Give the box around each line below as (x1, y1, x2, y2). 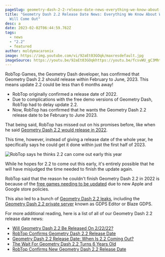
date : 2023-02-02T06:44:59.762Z (5, 26, 71, 31)
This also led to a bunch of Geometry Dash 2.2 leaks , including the (5, 196, 140, 202)
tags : (5, 30, 16, 35)
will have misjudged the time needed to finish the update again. (5, 166, 134, 172)
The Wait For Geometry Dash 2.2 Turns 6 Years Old (12, 241, 116, 247)
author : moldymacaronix (5, 48, 54, 53)
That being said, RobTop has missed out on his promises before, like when (5, 122, 156, 128)
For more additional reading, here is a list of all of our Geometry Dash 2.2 (5, 211, 153, 217)
